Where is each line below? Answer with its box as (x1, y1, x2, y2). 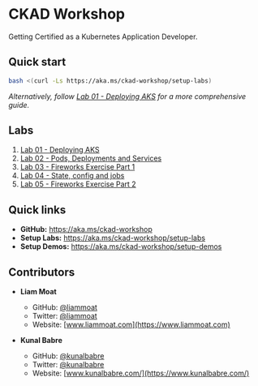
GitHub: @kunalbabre (32, 351, 105, 361)
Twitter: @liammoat (32, 311, 97, 321)
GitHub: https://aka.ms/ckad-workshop (19, 225, 153, 234)
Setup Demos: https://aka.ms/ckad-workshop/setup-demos (19, 242, 222, 251)
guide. (8, 100, 30, 109)
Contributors (8, 265, 75, 279)
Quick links (8, 203, 67, 217)
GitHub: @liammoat (32, 302, 97, 312)
